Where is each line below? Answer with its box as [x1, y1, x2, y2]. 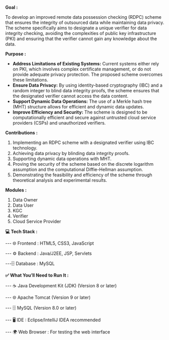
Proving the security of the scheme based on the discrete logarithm [12, 161, 154, 167]
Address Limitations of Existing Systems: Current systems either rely [12, 61, 159, 66]
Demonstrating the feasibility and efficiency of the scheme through [12, 172, 153, 178]
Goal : [5, 5, 18, 10]
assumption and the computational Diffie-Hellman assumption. [12, 167, 143, 172]
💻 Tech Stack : [5, 229, 38, 235]
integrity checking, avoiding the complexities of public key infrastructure [5, 30, 156, 36]
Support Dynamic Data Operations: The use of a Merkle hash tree [12, 98, 152, 104]
